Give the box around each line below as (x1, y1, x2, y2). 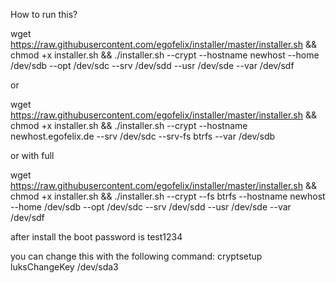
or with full (10, 150, 55, 161)
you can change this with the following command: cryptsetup (10, 250, 263, 262)
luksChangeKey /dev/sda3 (10, 261, 119, 273)
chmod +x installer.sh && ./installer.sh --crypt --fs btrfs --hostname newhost (10, 190, 326, 202)
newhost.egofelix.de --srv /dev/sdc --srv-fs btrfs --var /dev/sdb (10, 130, 276, 142)
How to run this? (10, 9, 78, 20)
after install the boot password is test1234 (10, 231, 183, 243)
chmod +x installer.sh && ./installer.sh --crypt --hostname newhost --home (10, 49, 320, 61)
